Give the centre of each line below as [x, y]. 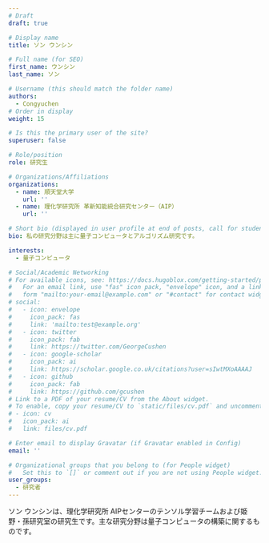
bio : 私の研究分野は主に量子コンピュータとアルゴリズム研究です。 [103, 236]
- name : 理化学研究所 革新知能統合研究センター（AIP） [97, 207]
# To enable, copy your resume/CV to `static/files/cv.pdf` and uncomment [136, 406]
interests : [26, 250]
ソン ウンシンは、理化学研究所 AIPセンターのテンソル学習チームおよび [124, 511]
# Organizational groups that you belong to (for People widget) [119, 465]
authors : [23, 96]
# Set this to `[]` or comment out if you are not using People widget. [136, 473]
